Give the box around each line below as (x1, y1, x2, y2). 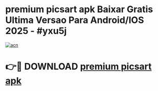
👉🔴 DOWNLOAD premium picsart (5, 61, 152, 72)
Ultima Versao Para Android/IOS (5, 14, 144, 26)
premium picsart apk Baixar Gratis (5, 4, 153, 15)
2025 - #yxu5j (5, 25, 67, 37)
